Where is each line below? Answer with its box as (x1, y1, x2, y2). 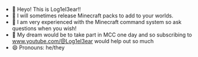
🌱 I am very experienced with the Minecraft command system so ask (11, 19, 182, 25)
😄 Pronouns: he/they (11, 44, 65, 51)
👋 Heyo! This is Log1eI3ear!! (11, 6, 81, 13)
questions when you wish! (11, 25, 77, 32)
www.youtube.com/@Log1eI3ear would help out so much (11, 38, 154, 44)
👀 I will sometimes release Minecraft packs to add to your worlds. (11, 12, 174, 19)
